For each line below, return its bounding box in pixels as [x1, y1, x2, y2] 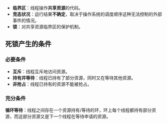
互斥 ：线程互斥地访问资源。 [12, 68, 70, 74]
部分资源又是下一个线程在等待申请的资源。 [22, 113, 111, 119]
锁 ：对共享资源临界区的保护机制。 [12, 24, 83, 30]
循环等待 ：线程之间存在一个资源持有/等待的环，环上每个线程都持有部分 [5, 107, 152, 113]
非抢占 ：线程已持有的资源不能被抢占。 [12, 81, 92, 87]
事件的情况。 [12, 18, 39, 23]
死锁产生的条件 [5, 40, 52, 48]
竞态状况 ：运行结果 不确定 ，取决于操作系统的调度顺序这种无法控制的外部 [12, 11, 162, 17]
